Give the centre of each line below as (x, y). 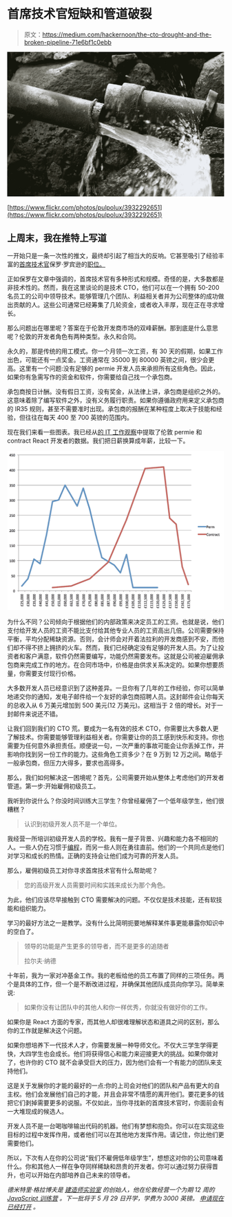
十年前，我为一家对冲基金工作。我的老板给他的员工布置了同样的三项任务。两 (116, 975)
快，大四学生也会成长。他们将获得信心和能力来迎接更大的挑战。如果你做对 (113, 1054)
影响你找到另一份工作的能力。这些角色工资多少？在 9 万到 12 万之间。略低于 (115, 754)
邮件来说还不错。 (37, 714)
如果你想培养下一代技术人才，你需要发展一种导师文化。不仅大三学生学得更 (113, 1045)
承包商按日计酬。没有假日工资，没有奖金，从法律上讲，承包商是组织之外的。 (116, 392)
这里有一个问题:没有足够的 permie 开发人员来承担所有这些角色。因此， (119, 368)
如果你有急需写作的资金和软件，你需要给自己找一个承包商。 (92, 377)
